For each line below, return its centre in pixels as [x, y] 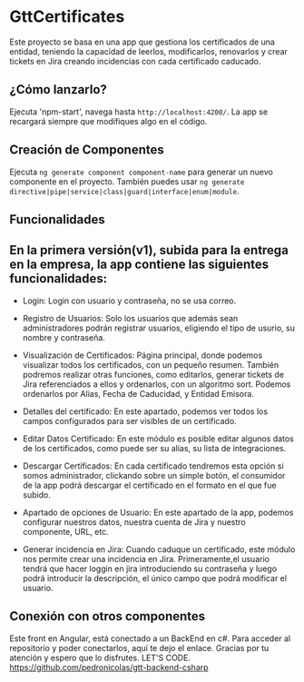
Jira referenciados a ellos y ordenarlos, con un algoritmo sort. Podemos [157, 384]
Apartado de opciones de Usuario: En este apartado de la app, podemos [158, 512]
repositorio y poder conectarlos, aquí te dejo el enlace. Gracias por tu [139, 647]
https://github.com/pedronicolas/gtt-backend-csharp [109, 667]
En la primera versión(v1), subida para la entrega [149, 250]
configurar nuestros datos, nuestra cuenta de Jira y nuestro [134, 522]
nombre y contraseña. [64, 337]
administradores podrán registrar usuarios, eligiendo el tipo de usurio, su [158, 328]
